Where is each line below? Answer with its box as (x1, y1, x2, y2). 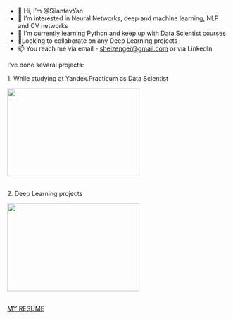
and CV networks (17, 22, 68, 30)
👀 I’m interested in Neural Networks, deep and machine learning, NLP (17, 14, 220, 22)
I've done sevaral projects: (7, 60, 84, 69)
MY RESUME (7, 304, 44, 313)
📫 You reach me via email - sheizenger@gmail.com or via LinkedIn (17, 44, 213, 53)
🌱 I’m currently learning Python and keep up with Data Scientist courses (17, 29, 227, 37)
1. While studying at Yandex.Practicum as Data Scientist (7, 74, 169, 82)
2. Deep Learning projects (7, 190, 83, 197)
